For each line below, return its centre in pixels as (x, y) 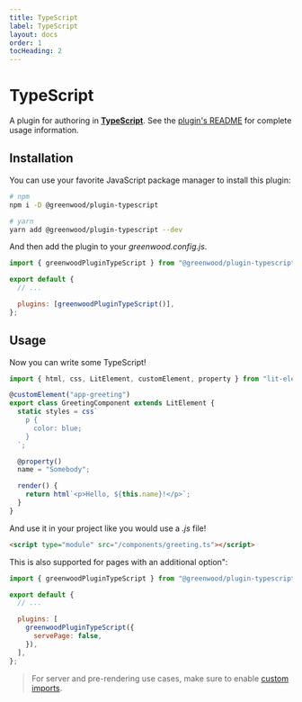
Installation (41, 158)
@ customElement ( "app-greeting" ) (70, 395)
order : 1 (26, 43)
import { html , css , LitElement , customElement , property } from (134, 379)
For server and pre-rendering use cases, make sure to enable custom (160, 678)
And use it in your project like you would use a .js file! (108, 528)
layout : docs (34, 34)
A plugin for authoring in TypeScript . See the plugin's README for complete (151, 121)
